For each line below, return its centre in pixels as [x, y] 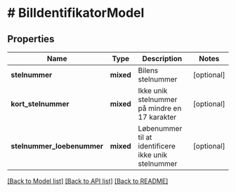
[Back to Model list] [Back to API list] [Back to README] [88, 181]
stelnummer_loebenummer [57, 146]
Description [162, 59]
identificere [157, 146]
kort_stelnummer [40, 104]
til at [145, 137]
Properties [31, 39]
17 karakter [157, 117]
